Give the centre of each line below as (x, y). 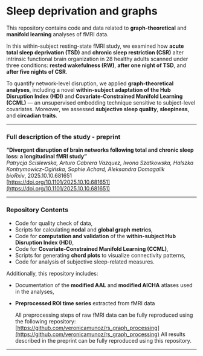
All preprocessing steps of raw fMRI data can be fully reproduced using (104, 315)
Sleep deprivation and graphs (82, 11)
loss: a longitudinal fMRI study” (47, 157)
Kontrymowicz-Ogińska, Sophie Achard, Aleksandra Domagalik (85, 169)
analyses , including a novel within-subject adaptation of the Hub (89, 89)
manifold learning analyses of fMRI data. (57, 34)
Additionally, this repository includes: (52, 273)
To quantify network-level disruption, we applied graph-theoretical (90, 83)
